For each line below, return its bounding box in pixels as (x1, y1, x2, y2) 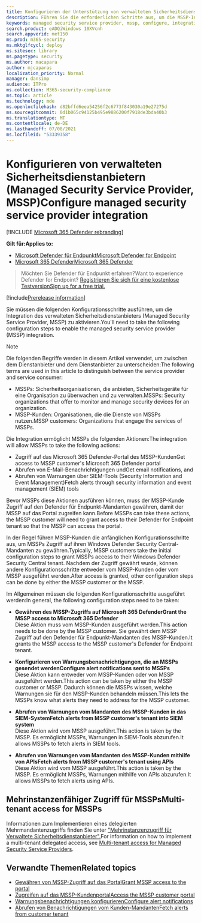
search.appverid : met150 (6, 31, 68, 37)
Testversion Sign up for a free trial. (20, 282, 105, 289)
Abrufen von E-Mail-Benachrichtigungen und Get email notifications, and (14, 466, 193, 473)
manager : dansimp (6, 76, 50, 82)
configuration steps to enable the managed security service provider (6, 325, 175, 332)
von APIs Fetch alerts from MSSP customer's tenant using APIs (14, 758, 174, 765)
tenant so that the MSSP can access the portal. (6, 522, 123, 529)
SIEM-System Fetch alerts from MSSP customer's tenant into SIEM (14, 714, 184, 721)
